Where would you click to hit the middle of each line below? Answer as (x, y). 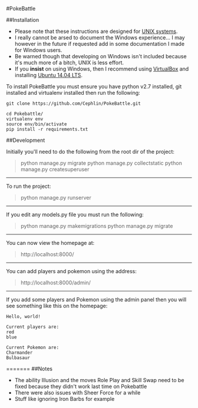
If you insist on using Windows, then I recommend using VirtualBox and (102, 69)
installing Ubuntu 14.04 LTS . (49, 75)
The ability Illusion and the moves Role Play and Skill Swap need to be (99, 380)
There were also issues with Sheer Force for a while (77, 393)
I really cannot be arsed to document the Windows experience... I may (100, 37)
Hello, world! (24, 317)
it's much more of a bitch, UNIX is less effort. (69, 62)
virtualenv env (25, 119)
